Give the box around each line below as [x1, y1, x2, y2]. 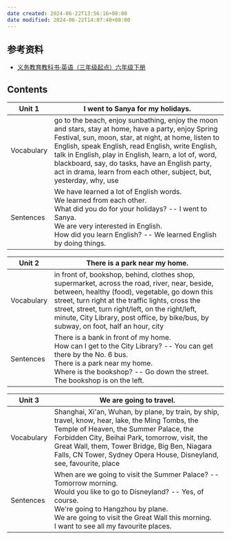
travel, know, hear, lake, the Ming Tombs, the [54, 415, 199, 425]
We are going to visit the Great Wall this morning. [54, 513, 212, 523]
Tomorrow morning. [54, 479, 118, 488]
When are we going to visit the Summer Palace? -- [54, 470, 219, 479]
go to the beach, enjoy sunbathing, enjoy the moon [54, 116, 219, 125]
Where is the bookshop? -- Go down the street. [54, 367, 209, 377]
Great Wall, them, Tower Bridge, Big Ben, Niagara [54, 442, 212, 451]
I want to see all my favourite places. [54, 521, 172, 531]
